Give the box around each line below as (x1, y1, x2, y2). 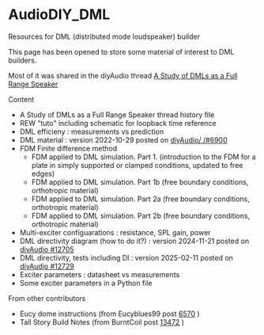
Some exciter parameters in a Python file (19, 278, 153, 287)
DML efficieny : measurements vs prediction (19, 127, 164, 136)
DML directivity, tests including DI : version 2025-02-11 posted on (19, 253, 233, 262)
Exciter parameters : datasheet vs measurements (19, 269, 180, 279)
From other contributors (8, 293, 86, 303)
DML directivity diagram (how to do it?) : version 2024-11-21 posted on (19, 236, 250, 246)
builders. (8, 55, 37, 65)
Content (8, 94, 35, 104)
